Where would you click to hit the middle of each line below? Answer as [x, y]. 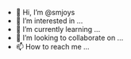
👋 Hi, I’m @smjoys [45, 12]
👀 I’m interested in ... [49, 21]
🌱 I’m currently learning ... [58, 29]
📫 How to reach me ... [52, 47]
